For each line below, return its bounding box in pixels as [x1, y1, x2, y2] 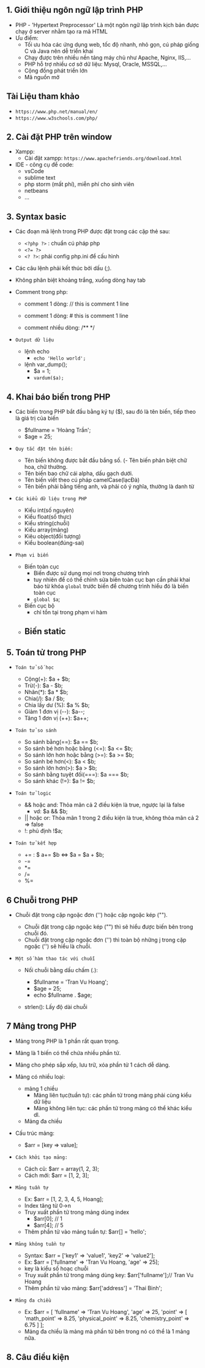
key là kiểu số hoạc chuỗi [24, 1264, 89, 1272]
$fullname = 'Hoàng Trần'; [24, 427, 91, 434]
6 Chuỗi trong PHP [6, 895, 78, 905]
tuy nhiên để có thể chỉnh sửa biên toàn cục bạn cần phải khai [33, 576, 191, 584]
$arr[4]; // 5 [33, 1221, 64, 1229]
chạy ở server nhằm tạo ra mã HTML [15, 28, 108, 35]
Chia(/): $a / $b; [24, 695, 65, 702]
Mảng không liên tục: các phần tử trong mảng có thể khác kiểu [33, 1104, 192, 1111]
